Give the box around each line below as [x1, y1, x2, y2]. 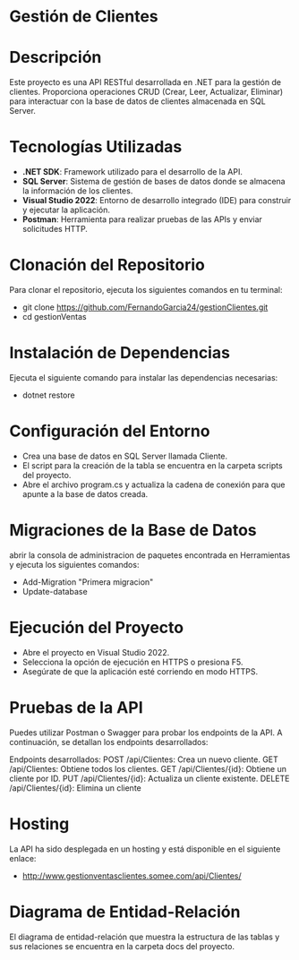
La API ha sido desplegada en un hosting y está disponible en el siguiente [9, 844, 281, 854]
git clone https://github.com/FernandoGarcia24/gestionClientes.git [21, 302, 269, 313]
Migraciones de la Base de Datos [9, 520, 257, 541]
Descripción [9, 47, 102, 68]
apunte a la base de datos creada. [21, 488, 149, 499]
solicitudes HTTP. [21, 224, 88, 235]
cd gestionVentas [21, 312, 87, 321]
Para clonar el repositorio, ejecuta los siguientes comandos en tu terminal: [9, 285, 283, 295]
